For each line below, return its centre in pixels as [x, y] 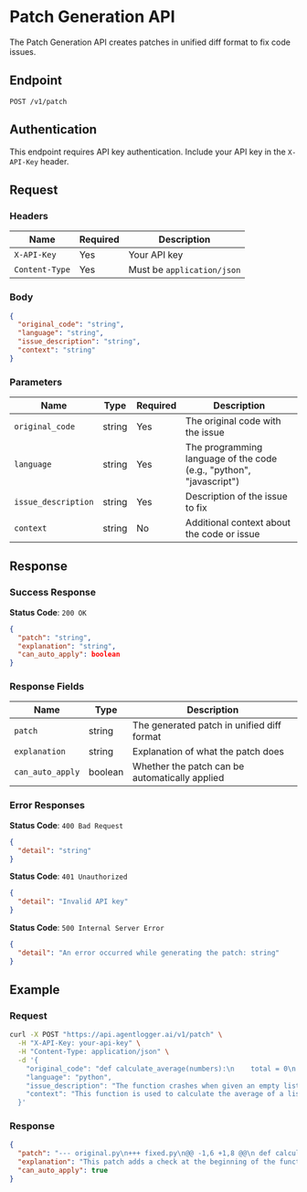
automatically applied [178, 778]
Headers [29, 216]
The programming [224, 448]
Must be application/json [185, 269]
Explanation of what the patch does [208, 752]
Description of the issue [237, 497]
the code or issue [223, 534]
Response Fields [47, 687]
